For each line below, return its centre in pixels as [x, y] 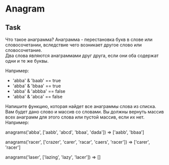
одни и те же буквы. [27, 61]
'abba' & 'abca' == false [38, 97]
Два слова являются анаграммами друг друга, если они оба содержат [82, 56]
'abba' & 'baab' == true [37, 80]
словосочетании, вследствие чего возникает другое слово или [74, 45]
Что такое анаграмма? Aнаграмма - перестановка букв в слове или [79, 39]
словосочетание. [24, 50]
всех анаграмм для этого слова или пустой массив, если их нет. [75, 117]
